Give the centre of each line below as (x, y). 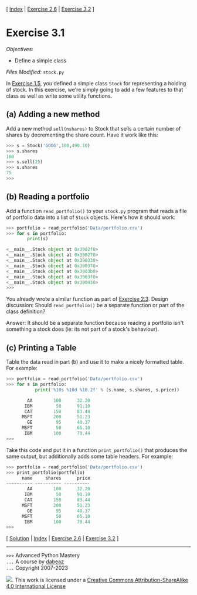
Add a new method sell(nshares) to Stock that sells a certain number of (94, 128)
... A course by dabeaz (35, 561)
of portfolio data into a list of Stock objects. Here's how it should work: (91, 217)
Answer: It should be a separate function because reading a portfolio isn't (95, 323)
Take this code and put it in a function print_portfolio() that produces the (97, 450)
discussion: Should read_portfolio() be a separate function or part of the (95, 305)
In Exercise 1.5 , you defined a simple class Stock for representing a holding (96, 83)
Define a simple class (40, 60)
